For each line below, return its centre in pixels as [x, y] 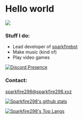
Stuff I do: [18, 35]
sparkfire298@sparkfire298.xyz [39, 91]
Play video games [31, 57]
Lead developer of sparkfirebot [45, 47]
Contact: [16, 81]
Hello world [30, 9]
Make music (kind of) [35, 52]
